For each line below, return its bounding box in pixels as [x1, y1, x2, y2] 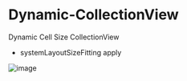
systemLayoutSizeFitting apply [19, 47, 122, 57]
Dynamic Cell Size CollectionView [8, 32, 120, 42]
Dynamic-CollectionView [8, 6, 179, 24]
